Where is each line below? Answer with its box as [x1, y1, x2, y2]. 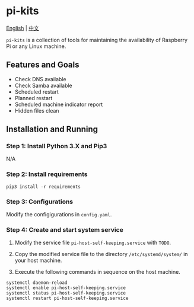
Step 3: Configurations [6, 197, 74, 206]
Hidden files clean [14, 107, 59, 114]
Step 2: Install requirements [6, 170, 88, 178]
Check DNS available [14, 75, 66, 82]
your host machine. [14, 257, 62, 264]
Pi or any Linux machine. [6, 43, 66, 50]
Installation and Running [6, 124, 98, 135]
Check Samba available [14, 82, 72, 89]
